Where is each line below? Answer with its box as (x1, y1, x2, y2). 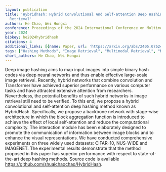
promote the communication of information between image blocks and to (5, 129, 154, 136)
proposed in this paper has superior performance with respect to (5, 151, 137, 157)
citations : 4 (5, 40, 32, 44)
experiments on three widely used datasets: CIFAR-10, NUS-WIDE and (5, 140, 148, 146)
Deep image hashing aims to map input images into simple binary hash (5, 67, 149, 73)
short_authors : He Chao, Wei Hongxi (5, 53, 81, 58)
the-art (5, 156, 20, 162)
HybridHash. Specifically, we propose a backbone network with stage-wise (5, 109, 159, 115)
